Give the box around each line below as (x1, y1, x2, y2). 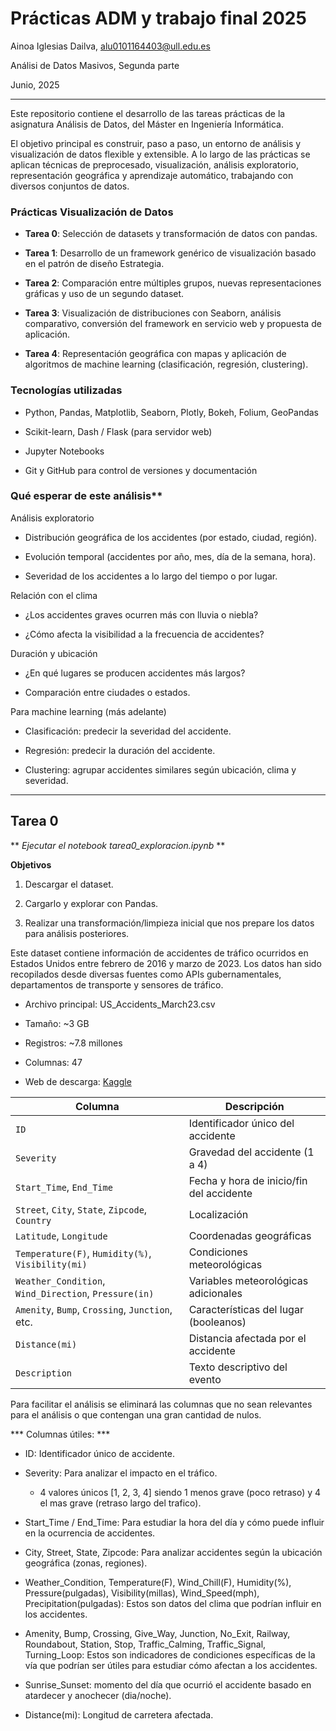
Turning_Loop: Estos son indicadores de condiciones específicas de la (24, 1648, 316, 1661)
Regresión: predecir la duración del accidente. (24, 744, 216, 756)
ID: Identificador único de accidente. (24, 1447, 175, 1459)
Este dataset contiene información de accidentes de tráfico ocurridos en (10, 947, 309, 959)
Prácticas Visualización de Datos (10, 205, 174, 219)
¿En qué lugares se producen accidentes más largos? (24, 667, 246, 679)
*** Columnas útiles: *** (10, 1428, 111, 1440)
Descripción (224, 1099, 285, 1113)
